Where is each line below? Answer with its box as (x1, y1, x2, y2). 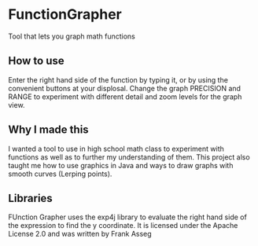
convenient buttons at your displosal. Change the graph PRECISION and (8, 83, 241, 93)
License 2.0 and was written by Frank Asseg (8, 229, 152, 239)
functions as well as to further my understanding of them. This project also (8, 152, 250, 162)
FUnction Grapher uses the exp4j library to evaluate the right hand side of (8, 212, 248, 222)
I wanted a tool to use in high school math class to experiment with (8, 144, 224, 153)
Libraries (8, 191, 53, 205)
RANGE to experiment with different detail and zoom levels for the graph (8, 92, 242, 101)
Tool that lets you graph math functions (8, 31, 136, 41)
